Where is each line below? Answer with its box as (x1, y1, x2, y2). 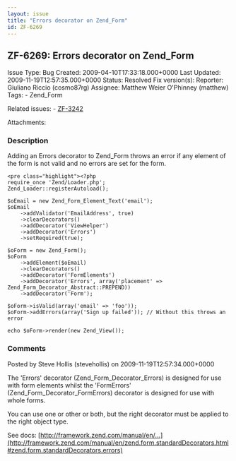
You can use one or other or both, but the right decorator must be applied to (7, 409, 229, 418)
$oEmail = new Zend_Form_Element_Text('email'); (7, 198, 153, 205)
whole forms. (7, 396, 46, 405)
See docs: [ (7, 431, 41, 439)
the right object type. (7, 417, 69, 426)
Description (7, 136, 49, 145)
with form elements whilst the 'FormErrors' (7, 381, 132, 389)
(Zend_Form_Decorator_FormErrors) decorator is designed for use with (7, 388, 215, 397)
